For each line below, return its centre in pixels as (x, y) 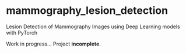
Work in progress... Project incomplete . (53, 44)
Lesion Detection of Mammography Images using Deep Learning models (93, 26)
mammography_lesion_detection (87, 11)
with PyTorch (22, 32)
